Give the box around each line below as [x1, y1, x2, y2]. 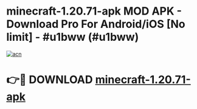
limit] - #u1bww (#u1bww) [6, 30, 139, 44]
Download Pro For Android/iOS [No [6, 17, 185, 31]
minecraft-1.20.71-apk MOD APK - [6, 4, 182, 18]
